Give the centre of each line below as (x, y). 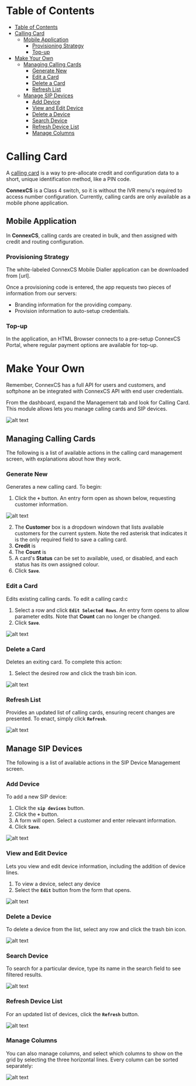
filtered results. (24, 975)
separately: (20, 1065)
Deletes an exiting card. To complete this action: (64, 662)
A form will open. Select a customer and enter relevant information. (95, 821)
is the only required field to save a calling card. (71, 540)
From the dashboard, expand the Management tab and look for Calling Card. (98, 403)
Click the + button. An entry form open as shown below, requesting (95, 498)
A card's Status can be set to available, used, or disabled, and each (96, 559)
